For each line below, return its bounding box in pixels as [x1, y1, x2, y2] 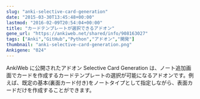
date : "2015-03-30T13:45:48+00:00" [6, 14, 95, 20]
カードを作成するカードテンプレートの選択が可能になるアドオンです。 [16, 72, 189, 79]
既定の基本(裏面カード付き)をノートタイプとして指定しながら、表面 [21, 79, 188, 86]
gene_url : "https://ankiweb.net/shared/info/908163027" [6, 31, 148, 37]
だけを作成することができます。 [16, 87, 95, 94]
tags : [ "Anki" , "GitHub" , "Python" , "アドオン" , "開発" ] [6, 36, 135, 42]
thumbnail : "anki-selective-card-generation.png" [6, 42, 133, 48]
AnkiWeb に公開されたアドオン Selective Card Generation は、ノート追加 [6, 64, 186, 71]
